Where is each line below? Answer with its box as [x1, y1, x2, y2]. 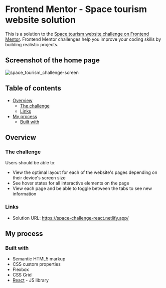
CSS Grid [12, 272, 32, 278]
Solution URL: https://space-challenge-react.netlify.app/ [12, 215, 129, 221]
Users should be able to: [5, 160, 56, 166]
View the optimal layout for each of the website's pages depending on [12, 169, 158, 175]
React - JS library [12, 277, 49, 283]
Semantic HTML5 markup [12, 256, 66, 262]
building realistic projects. [5, 41, 59, 47]
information [12, 191, 37, 197]
